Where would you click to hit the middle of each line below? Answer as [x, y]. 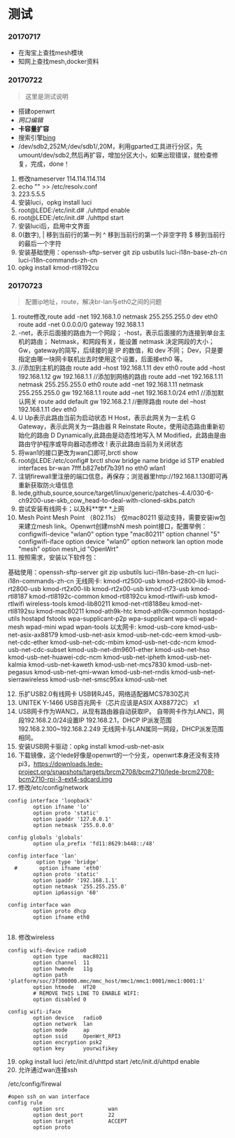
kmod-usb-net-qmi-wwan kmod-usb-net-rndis [102, 672]
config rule [25, 1103]
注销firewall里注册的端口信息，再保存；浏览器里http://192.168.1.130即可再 [123, 476]
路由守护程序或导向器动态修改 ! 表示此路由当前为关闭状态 [100, 444]
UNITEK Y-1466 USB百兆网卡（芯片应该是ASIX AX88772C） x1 [109, 703]
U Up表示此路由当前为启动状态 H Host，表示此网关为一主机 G [107, 418]
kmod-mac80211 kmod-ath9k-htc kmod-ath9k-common [117, 611]
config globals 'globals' [45, 838]
